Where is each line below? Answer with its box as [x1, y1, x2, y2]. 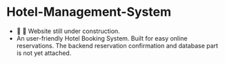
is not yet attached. [16, 49, 72, 57]
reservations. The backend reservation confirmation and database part [16, 41, 219, 50]
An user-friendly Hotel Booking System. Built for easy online [16, 34, 188, 42]
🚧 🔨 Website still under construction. [16, 27, 120, 35]
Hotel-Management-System [6, 4, 172, 20]
